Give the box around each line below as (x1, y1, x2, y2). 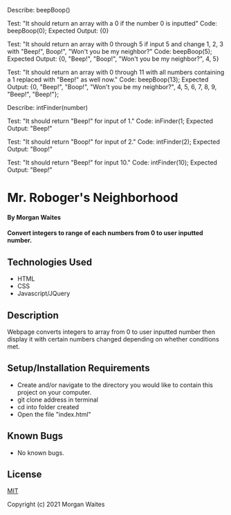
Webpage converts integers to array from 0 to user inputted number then (7, 328, 216, 336)
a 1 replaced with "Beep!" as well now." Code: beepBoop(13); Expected (7, 75, 209, 84)
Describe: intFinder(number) (7, 104, 89, 111)
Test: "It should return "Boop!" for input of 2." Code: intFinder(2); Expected (7, 138, 220, 146)
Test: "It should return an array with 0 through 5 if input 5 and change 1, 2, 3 (7, 40, 223, 48)
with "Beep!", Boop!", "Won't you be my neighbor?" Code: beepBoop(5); (7, 48, 212, 55)
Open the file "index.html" (17, 410, 91, 418)
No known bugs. (17, 449, 64, 457)
